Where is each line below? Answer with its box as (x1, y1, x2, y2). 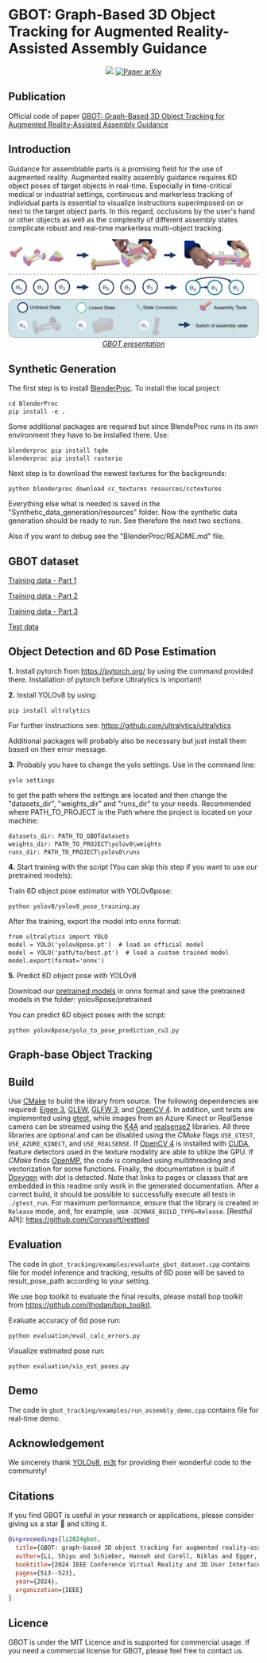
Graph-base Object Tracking (8, 1048, 153, 1062)
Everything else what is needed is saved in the (8, 499, 161, 509)
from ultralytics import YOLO (8, 933, 109, 941)
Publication (8, 90, 66, 104)
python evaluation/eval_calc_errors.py (8, 1331, 141, 1340)
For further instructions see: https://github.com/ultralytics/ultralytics (8, 720, 232, 730)
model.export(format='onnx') (8, 957, 105, 965)
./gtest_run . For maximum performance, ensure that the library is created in (8, 1198, 259, 1208)
